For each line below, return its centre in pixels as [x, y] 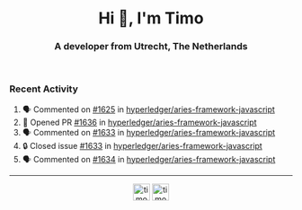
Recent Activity [44, 89]
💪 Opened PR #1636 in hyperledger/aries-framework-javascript [139, 122]
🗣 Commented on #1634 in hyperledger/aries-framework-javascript [149, 159]
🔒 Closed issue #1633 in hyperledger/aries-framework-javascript [142, 145]
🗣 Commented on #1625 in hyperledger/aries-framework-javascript [149, 109]
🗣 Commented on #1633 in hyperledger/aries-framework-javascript [149, 132]
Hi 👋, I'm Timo [151, 18]
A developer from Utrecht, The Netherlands [151, 47]
